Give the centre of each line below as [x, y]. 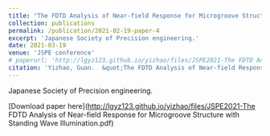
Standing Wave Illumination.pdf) [61, 123]
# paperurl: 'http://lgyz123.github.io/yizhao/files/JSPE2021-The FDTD [131, 61]
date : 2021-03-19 [37, 46]
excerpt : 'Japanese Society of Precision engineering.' [104, 38]
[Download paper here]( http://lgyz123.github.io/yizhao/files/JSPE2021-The [132, 106]
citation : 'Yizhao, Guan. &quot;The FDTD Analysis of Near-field [122, 68]
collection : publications [51, 23]
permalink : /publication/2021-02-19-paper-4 [84, 30]
